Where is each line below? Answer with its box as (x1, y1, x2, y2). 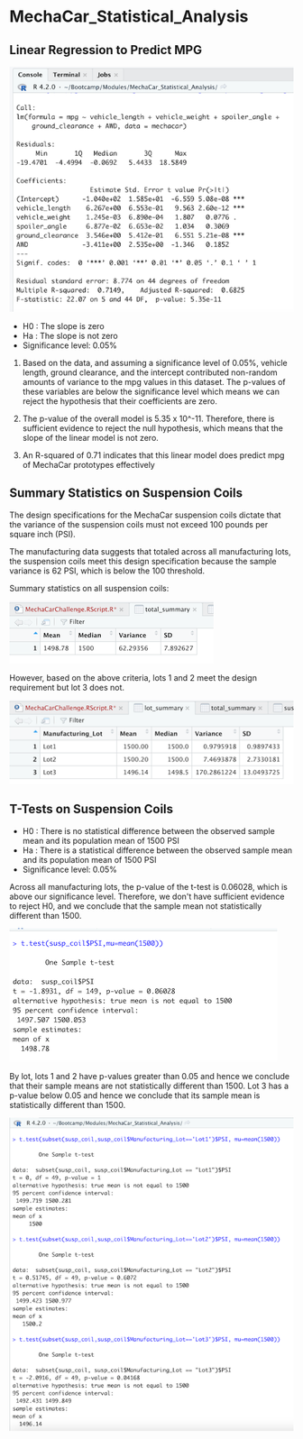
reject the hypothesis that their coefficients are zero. (22, 395, 218, 407)
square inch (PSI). (9, 528, 77, 539)
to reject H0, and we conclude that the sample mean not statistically (9, 900, 262, 912)
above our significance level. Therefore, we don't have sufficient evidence (9, 891, 285, 902)
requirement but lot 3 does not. (9, 682, 124, 692)
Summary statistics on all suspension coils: (9, 582, 170, 593)
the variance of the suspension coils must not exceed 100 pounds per (9, 518, 269, 529)
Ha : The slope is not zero (22, 330, 119, 341)
